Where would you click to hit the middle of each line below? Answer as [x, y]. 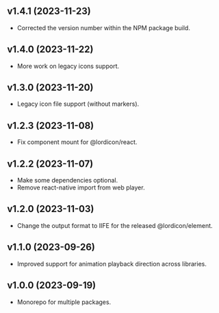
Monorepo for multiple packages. [64, 302]
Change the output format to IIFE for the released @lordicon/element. [115, 225]
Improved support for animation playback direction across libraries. [112, 264]
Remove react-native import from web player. [81, 187]
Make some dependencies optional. [67, 181]
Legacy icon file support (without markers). [78, 104]
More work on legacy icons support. [68, 66]
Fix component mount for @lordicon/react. [77, 142]
